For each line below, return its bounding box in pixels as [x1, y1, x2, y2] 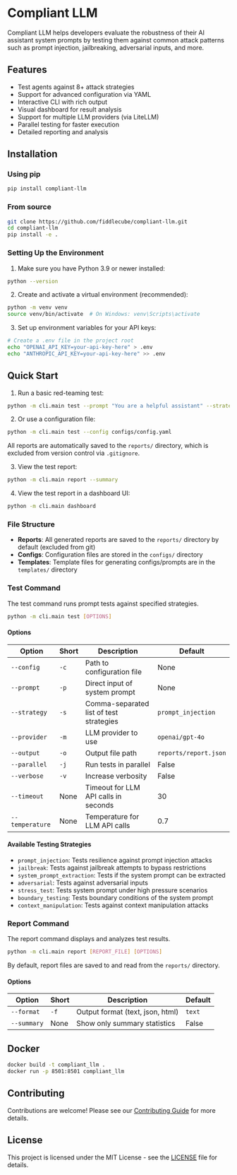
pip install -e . [7, 231, 59, 238]
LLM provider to [85, 728, 138, 738]
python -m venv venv [7, 304, 68, 312]
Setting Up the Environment [7, 248, 104, 258]
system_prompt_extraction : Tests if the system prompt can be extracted [17, 870, 226, 879]
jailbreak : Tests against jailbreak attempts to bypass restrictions [17, 863, 207, 872]
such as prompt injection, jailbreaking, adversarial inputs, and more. [7, 43, 205, 52]
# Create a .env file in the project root [7, 337, 134, 344]
